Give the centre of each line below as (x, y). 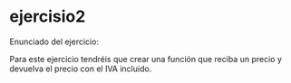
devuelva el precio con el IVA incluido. (81, 69)
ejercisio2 (48, 17)
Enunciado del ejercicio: (54, 41)
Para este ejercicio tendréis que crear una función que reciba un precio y (146, 59)
